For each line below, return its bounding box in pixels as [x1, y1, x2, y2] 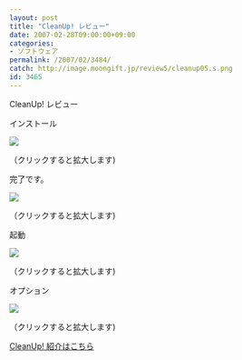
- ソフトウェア [9, 47, 59, 56]
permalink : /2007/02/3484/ [9, 55, 111, 65]
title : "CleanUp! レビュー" [9, 22, 111, 31]
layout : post [9, 13, 59, 23]
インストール [9, 117, 57, 128]
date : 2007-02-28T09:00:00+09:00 [9, 30, 136, 39]
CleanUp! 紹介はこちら [9, 340, 95, 351]
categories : [9, 38, 54, 48]
